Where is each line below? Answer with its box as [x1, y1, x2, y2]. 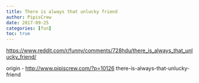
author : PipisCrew [6, 14, 52, 20]
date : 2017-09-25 [6, 20, 49, 25]
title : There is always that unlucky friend [6, 8, 118, 15]
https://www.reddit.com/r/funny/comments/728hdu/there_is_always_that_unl [6, 47, 193, 54]
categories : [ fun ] [6, 25, 52, 31]
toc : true [6, 31, 31, 37]
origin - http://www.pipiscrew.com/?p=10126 [6, 65, 115, 72]
